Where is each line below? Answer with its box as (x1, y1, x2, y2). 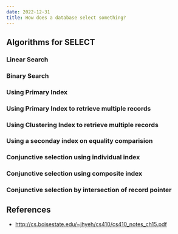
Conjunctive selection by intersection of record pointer (6, 186, 172, 194)
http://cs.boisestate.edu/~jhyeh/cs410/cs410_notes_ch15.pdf (15, 221, 167, 228)
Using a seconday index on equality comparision (6, 137, 153, 145)
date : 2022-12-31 (6, 9, 50, 15)
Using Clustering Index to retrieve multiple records (6, 120, 159, 129)
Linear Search (6, 55, 49, 64)
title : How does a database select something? (6, 15, 126, 21)
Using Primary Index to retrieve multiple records (6, 104, 151, 112)
